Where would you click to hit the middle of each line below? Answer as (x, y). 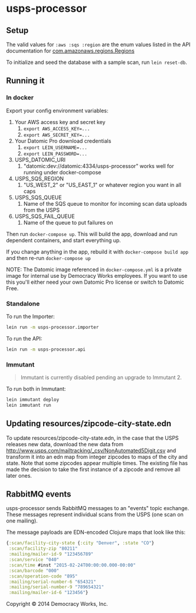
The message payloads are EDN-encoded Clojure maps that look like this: (96, 532)
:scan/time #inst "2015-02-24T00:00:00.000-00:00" (72, 565)
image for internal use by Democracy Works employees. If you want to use (97, 275)
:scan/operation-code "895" (43, 576)
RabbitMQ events (39, 494)
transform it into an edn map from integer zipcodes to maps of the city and (97, 456)
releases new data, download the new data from (65, 444)
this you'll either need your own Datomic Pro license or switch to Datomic (95, 282)
